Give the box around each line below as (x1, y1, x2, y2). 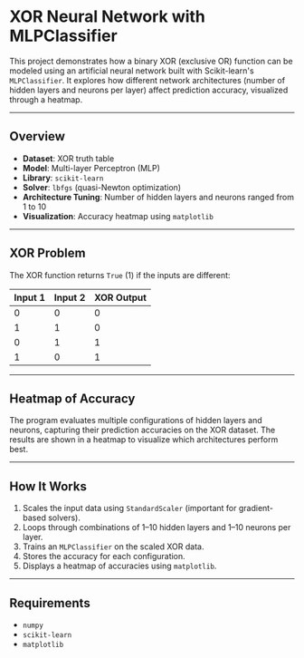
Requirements (9, 595, 90, 611)
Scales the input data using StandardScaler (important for (22, 503, 237, 514)
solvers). (48, 512, 81, 523)
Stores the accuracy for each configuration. (22, 551, 185, 562)
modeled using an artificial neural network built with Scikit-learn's (9, 65, 255, 76)
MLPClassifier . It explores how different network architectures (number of (9, 74, 286, 85)
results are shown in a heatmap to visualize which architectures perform (9, 434, 279, 445)
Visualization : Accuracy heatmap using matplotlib (22, 210, 214, 221)
